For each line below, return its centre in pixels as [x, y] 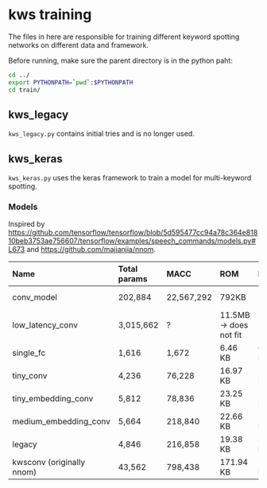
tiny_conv [30, 376]
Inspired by [27, 224]
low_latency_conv [45, 325]
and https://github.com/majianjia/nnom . [91, 250]
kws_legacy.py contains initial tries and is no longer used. [101, 134]
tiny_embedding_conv [53, 399]
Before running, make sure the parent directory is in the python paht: [120, 60]
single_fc [29, 353]
